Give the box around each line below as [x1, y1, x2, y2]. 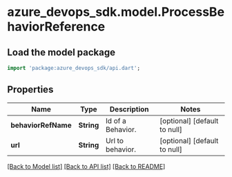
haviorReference [7, 19, 106, 35]
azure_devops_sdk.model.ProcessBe [7, 4, 225, 20]
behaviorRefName [10, 120, 72, 130]
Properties [7, 84, 54, 95]
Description [109, 104, 149, 114]
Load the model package [7, 46, 116, 58]
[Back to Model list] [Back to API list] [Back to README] [7, 162, 166, 170]
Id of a [106, 115, 126, 125]
